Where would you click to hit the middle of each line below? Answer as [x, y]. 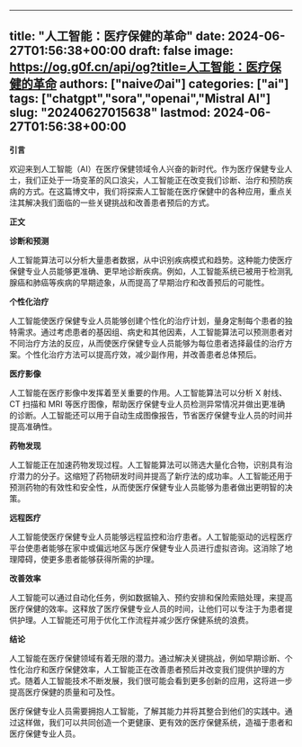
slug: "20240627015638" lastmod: [110, 113]
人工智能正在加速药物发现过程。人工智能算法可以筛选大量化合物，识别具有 [147, 464]
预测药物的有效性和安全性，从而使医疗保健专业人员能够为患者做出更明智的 [147, 487]
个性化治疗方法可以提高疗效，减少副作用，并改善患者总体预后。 [143, 354]
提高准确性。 [33, 426]
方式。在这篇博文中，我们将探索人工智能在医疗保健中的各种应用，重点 [155, 191]
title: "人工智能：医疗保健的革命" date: [117, 36]
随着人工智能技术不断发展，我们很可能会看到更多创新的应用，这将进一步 [159, 680]
